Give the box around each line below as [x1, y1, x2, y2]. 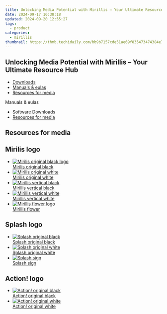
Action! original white [12, 304, 56, 310]
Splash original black [12, 239, 56, 245]
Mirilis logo [5, 145, 41, 154]
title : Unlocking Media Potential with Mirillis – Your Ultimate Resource [5, 7, 164, 12]
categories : [5, 30, 30, 35]
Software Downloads [12, 109, 56, 115]
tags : [5, 21, 16, 26]
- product [9, 26, 30, 31]
